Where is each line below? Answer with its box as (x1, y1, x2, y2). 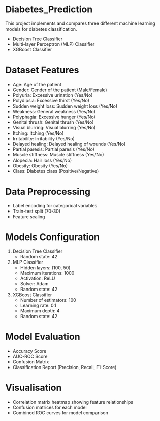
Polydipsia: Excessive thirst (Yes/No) (12, 97, 90, 103)
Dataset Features (5, 65, 79, 76)
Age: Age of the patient (12, 81, 62, 87)
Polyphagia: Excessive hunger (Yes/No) (12, 114, 95, 120)
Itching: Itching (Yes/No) (12, 130, 64, 136)
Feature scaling (12, 213, 45, 220)
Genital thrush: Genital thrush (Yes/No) (12, 119, 94, 125)
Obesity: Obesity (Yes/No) (12, 162, 68, 169)
